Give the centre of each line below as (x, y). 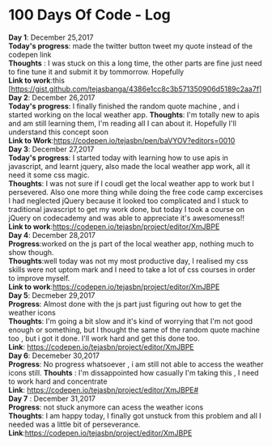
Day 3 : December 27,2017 (51, 149)
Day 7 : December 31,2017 (52, 398)
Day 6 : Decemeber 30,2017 (54, 355)
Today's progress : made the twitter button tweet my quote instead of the (131, 45)
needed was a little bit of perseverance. (74, 424)
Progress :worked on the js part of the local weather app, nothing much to (131, 244)
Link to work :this (36, 80)
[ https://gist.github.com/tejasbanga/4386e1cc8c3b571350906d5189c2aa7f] (135, 89)
